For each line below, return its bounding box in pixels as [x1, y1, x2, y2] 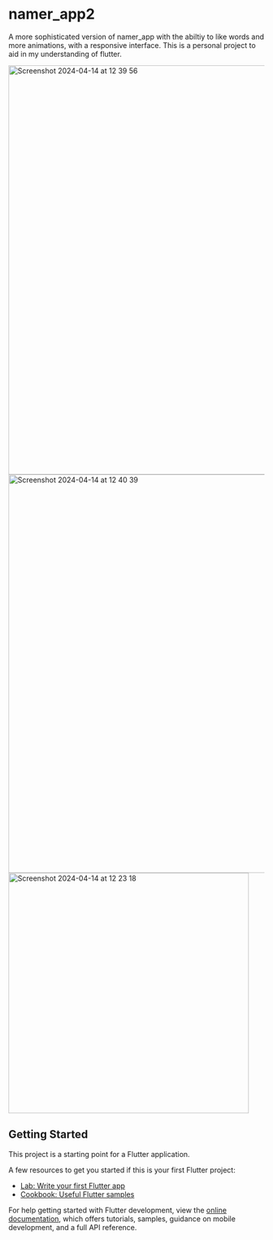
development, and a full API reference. [8, 1222, 137, 1232]
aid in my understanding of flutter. [8, 49, 122, 59]
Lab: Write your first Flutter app [19, 1181, 126, 1190]
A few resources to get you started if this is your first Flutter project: [8, 1164, 236, 1175]
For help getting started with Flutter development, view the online [8, 1205, 227, 1215]
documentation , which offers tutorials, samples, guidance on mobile [8, 1213, 236, 1224]
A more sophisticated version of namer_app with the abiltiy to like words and [8, 32, 265, 41]
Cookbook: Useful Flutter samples [19, 1189, 135, 1199]
